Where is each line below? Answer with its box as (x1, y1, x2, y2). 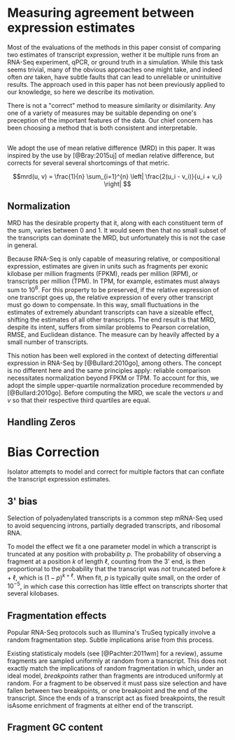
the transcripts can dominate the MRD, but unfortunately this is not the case (7, 233, 226, 242)
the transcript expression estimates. (7, 475, 111, 484)
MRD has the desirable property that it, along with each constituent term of (7, 219, 224, 227)
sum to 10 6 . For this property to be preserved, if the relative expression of (7, 285, 219, 294)
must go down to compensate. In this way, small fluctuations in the (7, 300, 199, 309)
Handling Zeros (7, 416, 76, 428)
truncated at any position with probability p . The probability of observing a (7, 549, 222, 558)
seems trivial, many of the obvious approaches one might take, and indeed (7, 65, 222, 74)
